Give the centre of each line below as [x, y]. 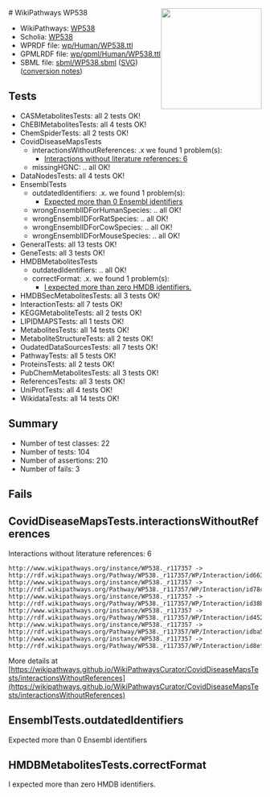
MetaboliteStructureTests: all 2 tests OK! [86, 338]
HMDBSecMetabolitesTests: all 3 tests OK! [90, 295]
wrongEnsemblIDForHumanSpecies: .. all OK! [106, 210]
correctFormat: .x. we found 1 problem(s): [101, 278]
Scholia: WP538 [47, 37]
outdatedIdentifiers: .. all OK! [79, 270]
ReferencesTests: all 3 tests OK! [73, 381]
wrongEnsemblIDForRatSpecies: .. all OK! [100, 218]
